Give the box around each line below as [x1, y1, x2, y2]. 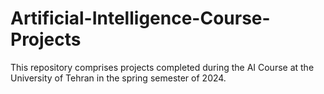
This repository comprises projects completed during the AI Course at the [10, 61, 315, 73]
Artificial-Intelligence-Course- [10, 7, 271, 30]
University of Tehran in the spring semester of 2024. [10, 72, 227, 84]
